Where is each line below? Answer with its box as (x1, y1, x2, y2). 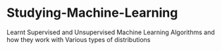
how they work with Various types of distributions (6, 35, 151, 43)
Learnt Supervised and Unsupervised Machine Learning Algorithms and (6, 28, 216, 36)
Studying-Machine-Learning (6, 5, 178, 21)
